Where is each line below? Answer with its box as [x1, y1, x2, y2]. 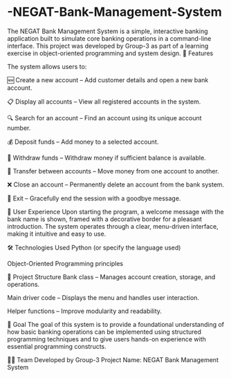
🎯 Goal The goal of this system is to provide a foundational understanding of [7, 320, 225, 328]
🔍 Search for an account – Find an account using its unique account [7, 113, 202, 122]
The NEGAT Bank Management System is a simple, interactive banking [7, 27, 209, 35]
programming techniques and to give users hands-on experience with [7, 334, 206, 343]
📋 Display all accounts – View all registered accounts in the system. [7, 97, 201, 106]
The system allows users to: [7, 62, 87, 70]
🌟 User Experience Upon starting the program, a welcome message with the [7, 207, 224, 216]
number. [7, 124, 31, 132]
